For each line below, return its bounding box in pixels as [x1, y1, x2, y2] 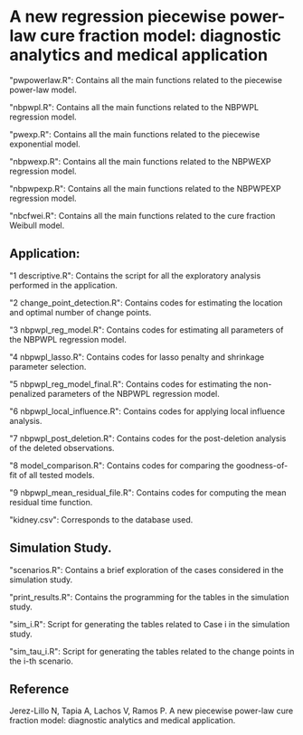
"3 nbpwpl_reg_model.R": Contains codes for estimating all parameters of [9, 324, 284, 335]
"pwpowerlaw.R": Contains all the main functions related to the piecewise [9, 74, 283, 85]
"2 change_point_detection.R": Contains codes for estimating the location [9, 297, 283, 308]
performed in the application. [9, 279, 118, 290]
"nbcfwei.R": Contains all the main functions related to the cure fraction [9, 210, 276, 221]
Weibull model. [9, 220, 65, 231]
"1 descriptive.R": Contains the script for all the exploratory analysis [9, 269, 261, 281]
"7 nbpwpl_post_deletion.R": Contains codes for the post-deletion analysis [9, 432, 287, 444]
